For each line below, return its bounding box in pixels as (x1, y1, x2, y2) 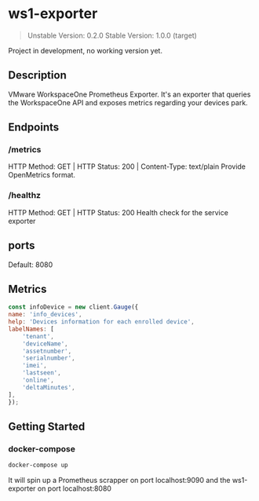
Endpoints (8, 121, 60, 134)
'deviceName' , (22, 339, 68, 348)
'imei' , (22, 362, 47, 370)
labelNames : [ (8, 325, 55, 333)
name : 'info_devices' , (8, 311, 82, 319)
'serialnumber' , (22, 354, 76, 362)
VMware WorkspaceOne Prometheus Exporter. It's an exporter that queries (8, 90, 251, 99)
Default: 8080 (8, 260, 53, 269)
